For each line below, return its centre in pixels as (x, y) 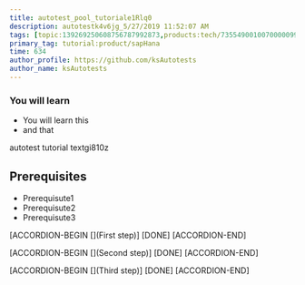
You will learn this (55, 120)
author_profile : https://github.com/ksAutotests (103, 60)
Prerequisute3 (49, 217)
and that (38, 130)
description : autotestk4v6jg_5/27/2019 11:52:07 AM (109, 26)
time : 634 (28, 52)
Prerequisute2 (49, 208)
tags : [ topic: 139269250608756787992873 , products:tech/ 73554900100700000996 (156, 35)
